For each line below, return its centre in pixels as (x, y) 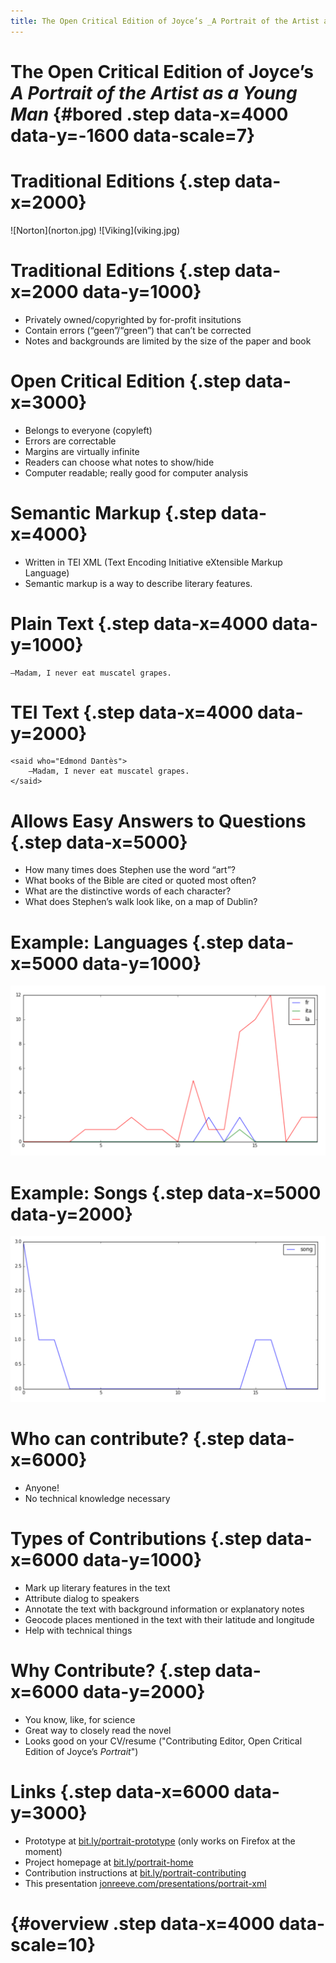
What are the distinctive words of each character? (128, 891)
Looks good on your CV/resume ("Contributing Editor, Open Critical (163, 1741)
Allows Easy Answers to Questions (158, 821)
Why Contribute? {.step (111, 1671)
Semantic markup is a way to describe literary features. (138, 583)
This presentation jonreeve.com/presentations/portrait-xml (145, 1883)
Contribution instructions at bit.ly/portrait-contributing (135, 1872)
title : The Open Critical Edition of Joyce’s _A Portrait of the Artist (165, 21)
